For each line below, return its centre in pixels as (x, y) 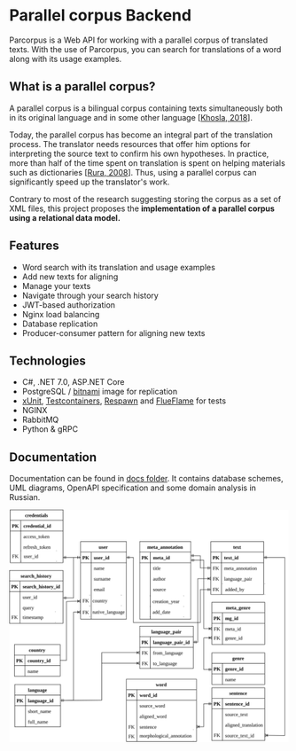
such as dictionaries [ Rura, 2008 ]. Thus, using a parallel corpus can (133, 172)
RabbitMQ (40, 420)
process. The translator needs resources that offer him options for (130, 144)
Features (34, 246)
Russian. (25, 497)
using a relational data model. (65, 217)
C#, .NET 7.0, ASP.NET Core (74, 382)
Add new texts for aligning (70, 277)
